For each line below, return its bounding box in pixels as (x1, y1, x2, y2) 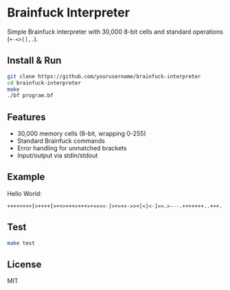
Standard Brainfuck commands (16, 137, 105, 145)
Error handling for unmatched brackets (16, 144, 127, 153)
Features (7, 111, 46, 123)
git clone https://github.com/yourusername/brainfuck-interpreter (7, 73, 201, 80)
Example (7, 171, 45, 183)
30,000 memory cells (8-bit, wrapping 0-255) (16, 129, 146, 138)
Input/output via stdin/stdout (16, 151, 98, 159)
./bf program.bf (7, 92, 54, 99)
